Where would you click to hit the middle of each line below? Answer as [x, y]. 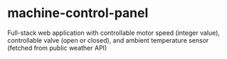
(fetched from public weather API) [57, 48]
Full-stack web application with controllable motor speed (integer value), [114, 33]
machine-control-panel [78, 13]
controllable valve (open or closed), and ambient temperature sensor [108, 40]
